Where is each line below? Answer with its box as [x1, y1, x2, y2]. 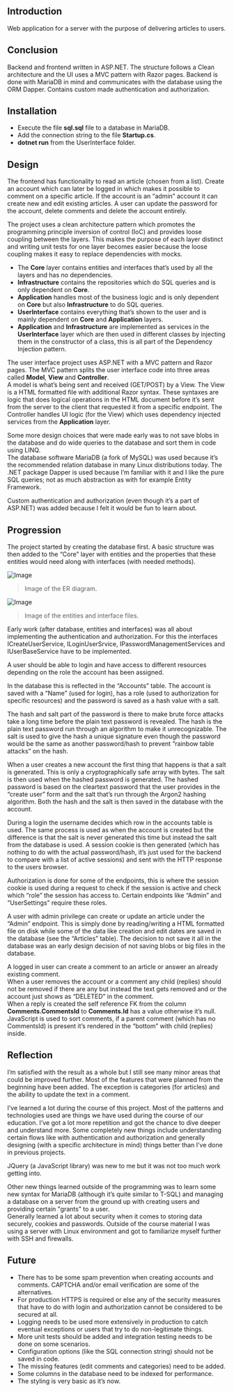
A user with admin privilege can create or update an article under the [7, 912, 205, 921]
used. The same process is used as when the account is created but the [7, 826, 214, 834]
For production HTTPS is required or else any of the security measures [17, 1295, 221, 1303]
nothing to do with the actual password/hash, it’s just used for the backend [7, 848, 221, 857]
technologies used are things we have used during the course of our [7, 1111, 204, 1119]
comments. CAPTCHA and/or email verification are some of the [17, 1280, 200, 1289]
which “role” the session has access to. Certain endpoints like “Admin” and [7, 892, 221, 900]
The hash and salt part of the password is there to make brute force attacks [7, 710, 224, 719]
